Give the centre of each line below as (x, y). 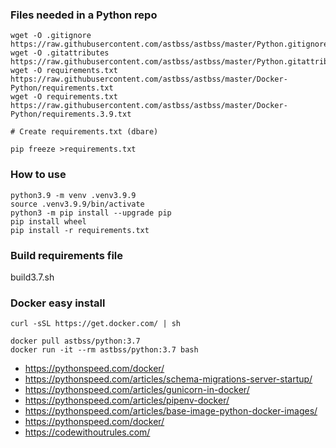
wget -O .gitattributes (60, 53)
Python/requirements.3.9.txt (71, 114)
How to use (38, 175)
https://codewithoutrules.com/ (87, 432)
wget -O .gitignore (51, 36)
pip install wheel (48, 221)
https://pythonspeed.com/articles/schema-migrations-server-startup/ (168, 379)
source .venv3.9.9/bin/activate (77, 204)
